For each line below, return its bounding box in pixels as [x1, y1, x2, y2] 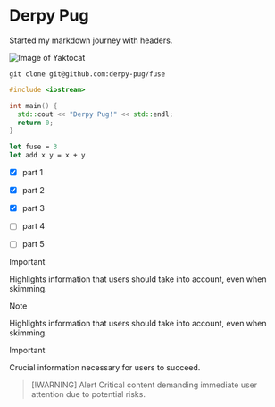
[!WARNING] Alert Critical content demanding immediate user [30, 379, 257, 390]
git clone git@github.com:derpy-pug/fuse [9, 69, 166, 79]
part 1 [21, 167, 44, 178]
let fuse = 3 [9, 142, 58, 152]
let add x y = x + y [9, 151, 87, 160]
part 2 [21, 185, 45, 196]
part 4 [21, 221, 46, 232]
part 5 [21, 239, 45, 250]
